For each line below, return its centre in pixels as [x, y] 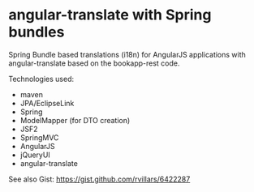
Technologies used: [41, 79]
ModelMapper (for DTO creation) [75, 120]
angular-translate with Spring [110, 15]
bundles [37, 32]
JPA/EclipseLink [47, 103]
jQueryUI [35, 155]
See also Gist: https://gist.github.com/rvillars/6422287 [99, 179]
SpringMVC [39, 137]
